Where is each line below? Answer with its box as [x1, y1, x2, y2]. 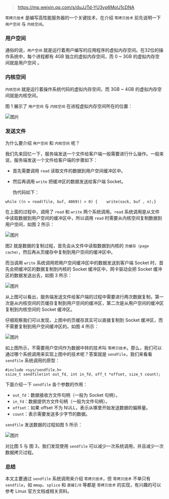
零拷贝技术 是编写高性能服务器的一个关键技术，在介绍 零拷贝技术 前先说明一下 [5, 15, 161, 21]
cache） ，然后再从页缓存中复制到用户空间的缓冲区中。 [5, 249, 116, 255]
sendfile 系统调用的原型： [5, 357, 60, 363]
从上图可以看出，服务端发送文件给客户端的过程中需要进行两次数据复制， [5, 293, 155, 299]
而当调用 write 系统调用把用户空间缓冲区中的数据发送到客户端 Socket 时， [5, 260, 159, 266]
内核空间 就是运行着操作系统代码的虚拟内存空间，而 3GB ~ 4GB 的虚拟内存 [5, 86, 157, 92]
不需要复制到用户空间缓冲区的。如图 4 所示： [5, 323, 99, 329]
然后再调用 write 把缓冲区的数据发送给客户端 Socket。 [12, 178, 126, 184]
